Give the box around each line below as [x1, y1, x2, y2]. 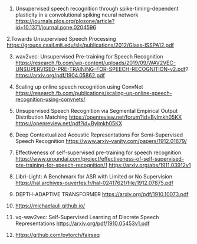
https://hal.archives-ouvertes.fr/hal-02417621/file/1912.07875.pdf [15, 180, 173, 186]
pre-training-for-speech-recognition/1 [15, 162, 108, 168]
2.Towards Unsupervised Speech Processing [6, 35, 116, 42]
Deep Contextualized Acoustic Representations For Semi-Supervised [15, 131, 183, 138]
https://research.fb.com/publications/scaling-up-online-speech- [15, 90, 173, 96]
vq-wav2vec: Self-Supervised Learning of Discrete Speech [15, 214, 159, 220]
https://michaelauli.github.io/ [15, 202, 86, 209]
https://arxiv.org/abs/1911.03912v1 [109, 162, 191, 168]
